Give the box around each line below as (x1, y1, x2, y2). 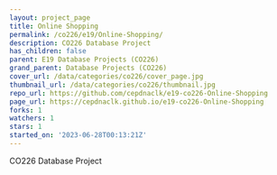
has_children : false (9, 47, 88, 56)
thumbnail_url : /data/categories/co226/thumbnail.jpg (9, 80, 217, 89)
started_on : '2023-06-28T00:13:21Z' (9, 131, 147, 140)
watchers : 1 (9, 114, 54, 123)
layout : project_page (9, 13, 91, 23)
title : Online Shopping (9, 22, 99, 31)
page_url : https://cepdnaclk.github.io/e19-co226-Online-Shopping (9, 97, 264, 106)
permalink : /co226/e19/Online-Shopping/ (9, 30, 164, 39)
